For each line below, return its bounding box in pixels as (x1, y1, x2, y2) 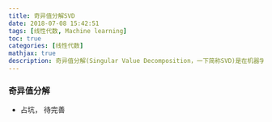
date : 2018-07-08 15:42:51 (8, 19, 100, 27)
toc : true (8, 34, 42, 43)
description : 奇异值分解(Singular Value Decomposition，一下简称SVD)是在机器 (8, 57, 260, 65)
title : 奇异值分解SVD (8, 11, 75, 20)
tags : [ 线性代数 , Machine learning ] (8, 27, 127, 35)
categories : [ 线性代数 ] (8, 42, 83, 50)
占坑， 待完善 (19, 105, 66, 115)
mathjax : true (8, 49, 57, 57)
